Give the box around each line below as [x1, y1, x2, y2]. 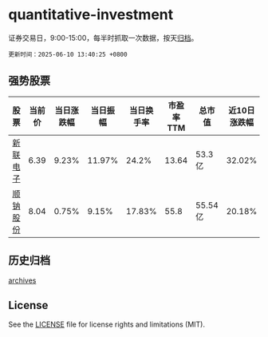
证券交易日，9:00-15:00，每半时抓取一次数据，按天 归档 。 [8, 33, 199, 42]
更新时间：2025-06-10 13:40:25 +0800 [8, 50, 128, 58]
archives [8, 276, 37, 285]
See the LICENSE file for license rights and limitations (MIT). [8, 319, 206, 329]
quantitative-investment [8, 6, 174, 24]
